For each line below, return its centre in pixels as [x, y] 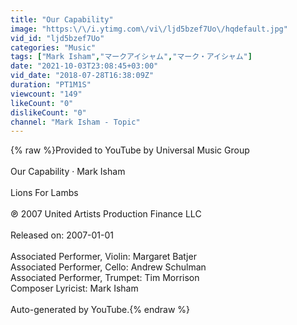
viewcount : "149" [46, 94]
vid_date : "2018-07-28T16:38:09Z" [82, 76]
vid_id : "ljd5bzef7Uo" [57, 38]
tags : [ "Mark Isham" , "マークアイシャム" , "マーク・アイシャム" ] [131, 57]
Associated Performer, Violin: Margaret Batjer [103, 257]
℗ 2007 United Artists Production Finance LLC [106, 214]
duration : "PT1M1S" [51, 85]
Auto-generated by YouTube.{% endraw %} [100, 310]
